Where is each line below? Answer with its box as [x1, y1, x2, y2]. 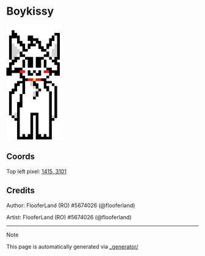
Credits [6, 185, 35, 196]
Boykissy [6, 4, 54, 18]
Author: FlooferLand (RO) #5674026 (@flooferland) [6, 202, 135, 209]
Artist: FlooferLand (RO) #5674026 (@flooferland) [6, 213, 132, 221]
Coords [6, 152, 35, 162]
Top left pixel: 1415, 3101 [6, 167, 67, 175]
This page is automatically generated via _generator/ [6, 243, 138, 250]
